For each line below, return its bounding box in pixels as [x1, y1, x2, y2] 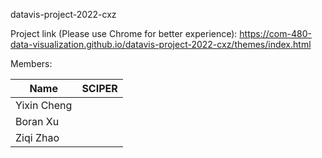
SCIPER [81, 82, 118, 95]
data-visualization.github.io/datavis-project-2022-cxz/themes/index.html [10, 39, 312, 50]
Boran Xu [15, 115, 60, 128]
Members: [10, 58, 53, 69]
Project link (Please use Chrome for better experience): [10, 28, 238, 39]
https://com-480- [239, 28, 312, 39]
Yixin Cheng [15, 99, 73, 112]
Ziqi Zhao [15, 131, 60, 144]
